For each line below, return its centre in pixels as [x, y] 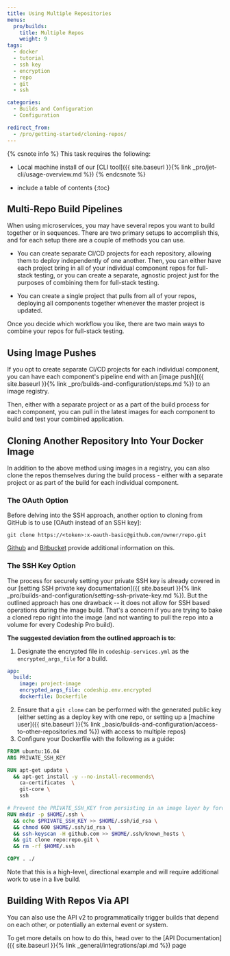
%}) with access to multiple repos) [137, 731]
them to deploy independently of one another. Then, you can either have [119, 261]
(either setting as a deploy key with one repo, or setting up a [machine [116, 717]
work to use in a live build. [44, 879]
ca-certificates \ [47, 783]
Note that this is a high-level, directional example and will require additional [113, 872]
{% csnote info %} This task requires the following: [79, 153]
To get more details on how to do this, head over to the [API [91, 937]
